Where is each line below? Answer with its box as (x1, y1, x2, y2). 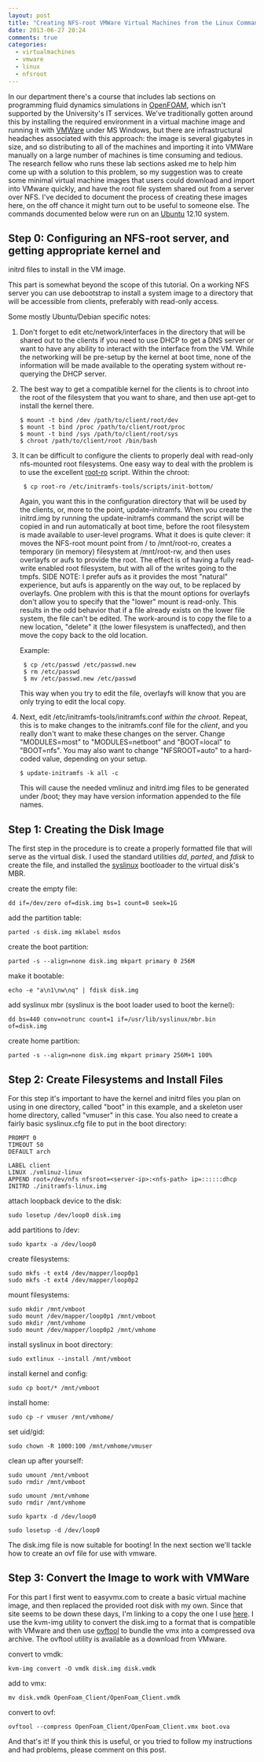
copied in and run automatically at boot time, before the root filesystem (19, 521, 250, 532)
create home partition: (8, 1037, 80, 1046)
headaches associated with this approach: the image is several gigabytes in (8, 133, 253, 143)
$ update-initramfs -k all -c (19, 770, 119, 777)
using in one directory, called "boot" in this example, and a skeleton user (8, 1102, 244, 1111)
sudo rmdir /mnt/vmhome (8, 1499, 86, 1507)
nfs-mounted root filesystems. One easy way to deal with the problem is (19, 459, 254, 469)
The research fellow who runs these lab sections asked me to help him (8, 158, 237, 168)
